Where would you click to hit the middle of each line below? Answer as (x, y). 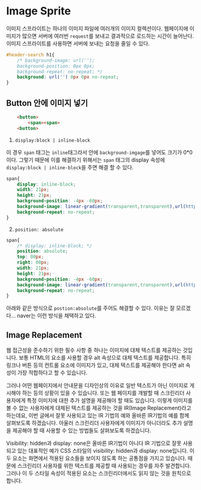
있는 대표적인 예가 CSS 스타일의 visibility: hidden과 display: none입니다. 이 (106, 451)
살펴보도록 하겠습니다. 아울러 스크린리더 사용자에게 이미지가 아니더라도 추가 (94, 423)
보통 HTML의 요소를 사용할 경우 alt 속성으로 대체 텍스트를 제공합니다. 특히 (105, 358)
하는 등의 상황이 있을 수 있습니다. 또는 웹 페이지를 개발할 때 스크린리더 (103, 393)
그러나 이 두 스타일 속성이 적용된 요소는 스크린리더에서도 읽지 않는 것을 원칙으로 (99, 473)
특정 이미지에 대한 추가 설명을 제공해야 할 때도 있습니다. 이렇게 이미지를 (110, 401)
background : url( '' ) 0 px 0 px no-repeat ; (68, 77)
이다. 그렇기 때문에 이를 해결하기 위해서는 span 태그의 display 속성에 (86, 160)
